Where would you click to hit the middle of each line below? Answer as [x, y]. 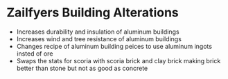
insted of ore [35, 54]
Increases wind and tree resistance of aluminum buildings [99, 38]
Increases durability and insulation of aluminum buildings [98, 32]
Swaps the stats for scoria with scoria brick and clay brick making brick [119, 60]
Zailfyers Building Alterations [93, 13]
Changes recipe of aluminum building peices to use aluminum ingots [114, 46]
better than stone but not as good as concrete [82, 68]
